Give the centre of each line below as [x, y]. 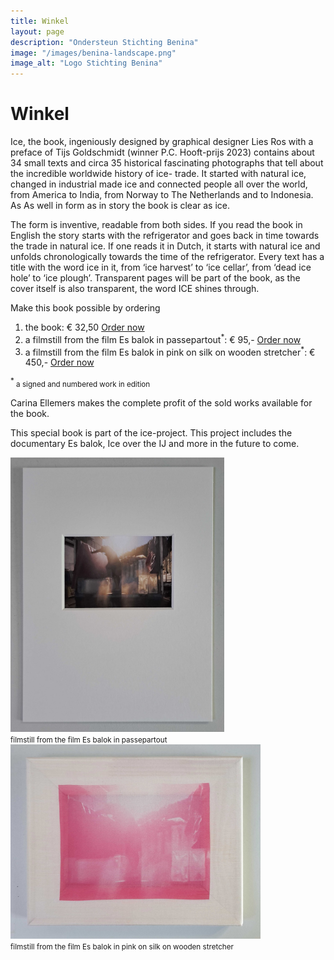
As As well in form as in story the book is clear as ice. [120, 206]
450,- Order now [59, 362]
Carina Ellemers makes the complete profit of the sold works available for [161, 403]
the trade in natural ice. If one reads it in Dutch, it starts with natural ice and [165, 246]
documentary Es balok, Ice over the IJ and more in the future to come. [155, 444]
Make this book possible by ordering [85, 308]
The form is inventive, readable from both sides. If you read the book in [156, 225]
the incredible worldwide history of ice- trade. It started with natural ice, [158, 174]
